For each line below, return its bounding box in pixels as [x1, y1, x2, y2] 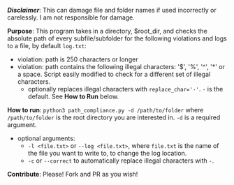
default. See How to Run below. [27, 92, 119, 101]
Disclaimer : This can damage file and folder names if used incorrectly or [7, 6, 217, 14]
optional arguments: [17, 134, 75, 142]
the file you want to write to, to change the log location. [27, 149, 187, 157]
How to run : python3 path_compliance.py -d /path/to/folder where [7, 106, 204, 114]
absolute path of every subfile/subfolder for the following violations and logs [7, 34, 227, 43]
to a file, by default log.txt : [7, 42, 87, 50]
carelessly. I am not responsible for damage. [7, 13, 135, 22]
